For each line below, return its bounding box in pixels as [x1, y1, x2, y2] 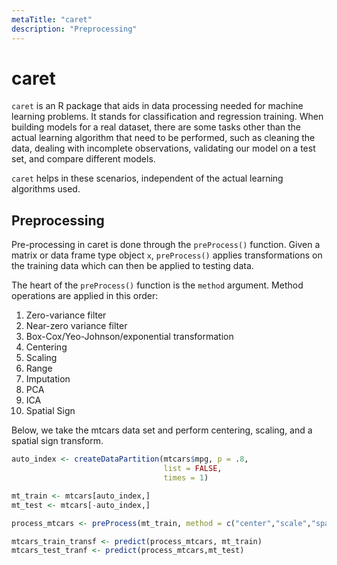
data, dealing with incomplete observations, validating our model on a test [11, 142, 316, 155]
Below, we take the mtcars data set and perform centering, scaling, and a [11, 424, 313, 436]
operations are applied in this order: [11, 290, 159, 302]
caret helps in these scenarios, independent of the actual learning [11, 172, 284, 185]
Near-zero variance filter [25, 320, 128, 332]
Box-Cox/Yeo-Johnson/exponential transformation [25, 331, 234, 343]
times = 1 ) [163, 473, 209, 483]
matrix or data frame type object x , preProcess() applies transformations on [11, 249, 323, 261]
